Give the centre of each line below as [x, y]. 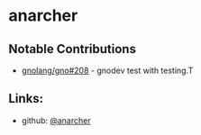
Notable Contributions [73, 49]
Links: [26, 99]
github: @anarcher [56, 120]
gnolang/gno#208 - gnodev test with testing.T [107, 70]
